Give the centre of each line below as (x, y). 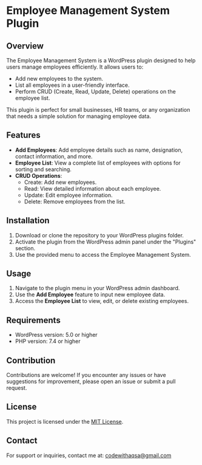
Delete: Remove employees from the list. (75, 202)
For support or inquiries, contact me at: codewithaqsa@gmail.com (89, 455)
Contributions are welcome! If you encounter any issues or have (86, 375)
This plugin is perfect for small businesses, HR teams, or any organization (98, 110)
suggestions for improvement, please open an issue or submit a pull (91, 382)
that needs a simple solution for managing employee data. (79, 116)
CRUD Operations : (39, 175)
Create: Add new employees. (60, 182)
